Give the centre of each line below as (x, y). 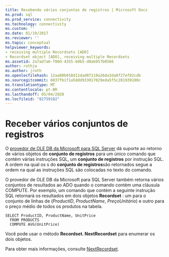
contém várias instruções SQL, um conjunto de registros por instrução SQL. (84, 159)
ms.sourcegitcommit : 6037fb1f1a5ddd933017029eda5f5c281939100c (73, 80)
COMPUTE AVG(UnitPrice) (35, 225)
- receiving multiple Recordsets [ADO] (47, 52)
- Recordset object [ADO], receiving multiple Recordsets (67, 57)
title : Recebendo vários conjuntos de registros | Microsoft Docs (76, 10)
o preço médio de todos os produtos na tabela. (54, 207)
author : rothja (21, 66)
